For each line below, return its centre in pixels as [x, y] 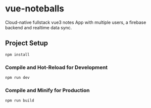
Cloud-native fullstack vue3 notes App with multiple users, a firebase [76, 22]
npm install [17, 54]
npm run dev [17, 77]
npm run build [20, 101]
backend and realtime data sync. [39, 27]
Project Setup [27, 43]
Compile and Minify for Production [48, 90]
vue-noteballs [35, 9]
